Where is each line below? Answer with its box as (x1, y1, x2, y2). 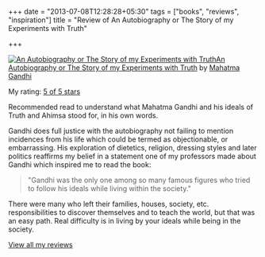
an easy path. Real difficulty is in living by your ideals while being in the (8, 216, 241, 225)
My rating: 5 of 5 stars (8, 87, 81, 96)
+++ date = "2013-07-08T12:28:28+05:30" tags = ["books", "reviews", (8, 7, 240, 16)
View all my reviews (8, 240, 73, 249)
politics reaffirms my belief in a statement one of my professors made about (8, 151, 256, 161)
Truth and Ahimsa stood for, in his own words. (8, 111, 159, 120)
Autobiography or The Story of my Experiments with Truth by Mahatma (8, 63, 240, 72)
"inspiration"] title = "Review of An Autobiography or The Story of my (8, 15, 234, 25)
